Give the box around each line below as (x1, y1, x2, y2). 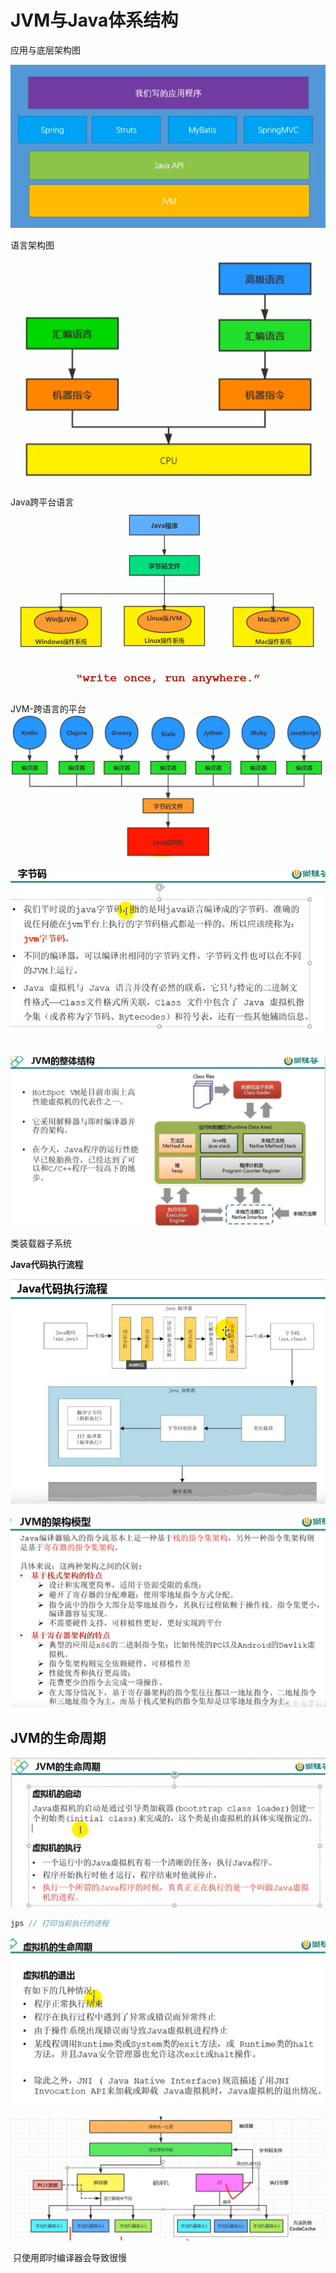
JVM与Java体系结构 (10, 9, 179, 32)
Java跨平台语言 (10, 496, 75, 508)
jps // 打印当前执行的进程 (10, 1918, 110, 1928)
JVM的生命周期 (10, 1729, 107, 1746)
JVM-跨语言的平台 (10, 702, 87, 715)
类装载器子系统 (10, 1237, 72, 1249)
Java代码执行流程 (10, 1258, 84, 1270)
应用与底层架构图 (10, 44, 81, 56)
